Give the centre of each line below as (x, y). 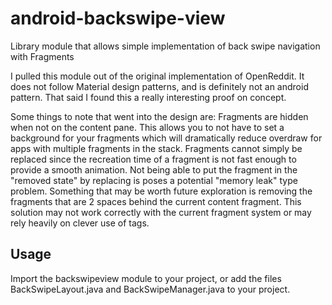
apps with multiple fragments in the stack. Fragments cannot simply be (156, 148)
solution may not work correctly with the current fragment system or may (161, 212)
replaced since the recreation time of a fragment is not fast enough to (153, 159)
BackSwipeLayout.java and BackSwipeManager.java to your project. (150, 289)
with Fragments (42, 56)
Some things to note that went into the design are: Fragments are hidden (159, 116)
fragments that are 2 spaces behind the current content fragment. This (156, 201)
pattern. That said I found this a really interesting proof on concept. (148, 97)
